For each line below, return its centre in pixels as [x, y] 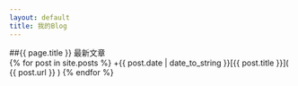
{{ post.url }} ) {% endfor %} [61, 72]
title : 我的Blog [38, 26]
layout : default [39, 17]
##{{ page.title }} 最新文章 [57, 52]
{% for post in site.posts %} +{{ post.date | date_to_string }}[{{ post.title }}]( [149, 63]
